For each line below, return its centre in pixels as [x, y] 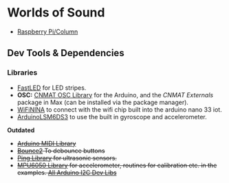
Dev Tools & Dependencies [66, 53]
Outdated [21, 130]
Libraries [22, 73]
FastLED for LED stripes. [52, 88]
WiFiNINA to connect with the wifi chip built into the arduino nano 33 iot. [119, 109]
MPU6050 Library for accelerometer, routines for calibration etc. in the [117, 165]
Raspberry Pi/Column [47, 32]
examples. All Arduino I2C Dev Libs [67, 172]
